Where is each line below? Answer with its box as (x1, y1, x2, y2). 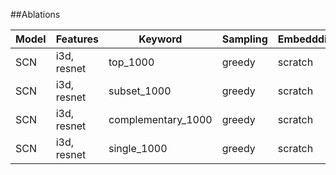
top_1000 (108, 55, 155, 69)
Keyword (138, 32, 183, 46)
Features (55, 32, 100, 46)
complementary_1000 (108, 113, 213, 126)
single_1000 (108, 142, 168, 155)
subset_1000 (108, 84, 172, 98)
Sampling (221, 32, 268, 46)
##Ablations (10, 9, 61, 20)
